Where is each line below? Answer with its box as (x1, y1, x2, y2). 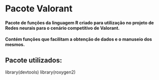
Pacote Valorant (5, 3, 73, 14)
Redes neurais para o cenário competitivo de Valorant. (5, 25, 120, 31)
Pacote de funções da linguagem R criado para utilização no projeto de (5, 19, 154, 25)
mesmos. (5, 42, 25, 48)
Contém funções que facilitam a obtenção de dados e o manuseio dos (5, 36, 153, 42)
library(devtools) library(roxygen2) (5, 69, 76, 75)
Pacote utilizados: (5, 56, 62, 65)
